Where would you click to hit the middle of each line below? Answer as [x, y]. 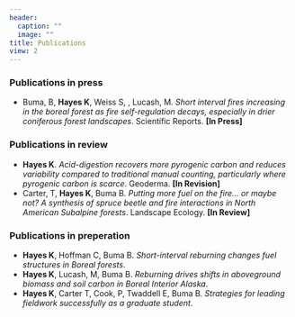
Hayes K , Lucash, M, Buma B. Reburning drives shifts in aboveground [152, 275]
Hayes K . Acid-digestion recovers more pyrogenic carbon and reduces [154, 164]
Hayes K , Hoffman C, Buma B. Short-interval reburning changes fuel [149, 255]
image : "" [36, 34]
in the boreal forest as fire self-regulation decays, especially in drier [149, 112]
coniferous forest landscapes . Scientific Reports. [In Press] [132, 122]
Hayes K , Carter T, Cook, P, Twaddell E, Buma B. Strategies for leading [153, 294]
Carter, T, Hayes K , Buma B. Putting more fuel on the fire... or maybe [149, 193]
